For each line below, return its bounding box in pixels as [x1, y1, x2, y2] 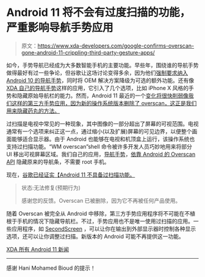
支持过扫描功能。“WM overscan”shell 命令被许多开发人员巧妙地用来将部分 [6, 142, 192, 150]
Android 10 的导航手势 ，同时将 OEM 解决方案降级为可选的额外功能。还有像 [6, 77, 194, 84]
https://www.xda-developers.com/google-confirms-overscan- [37, 42, 195, 49]
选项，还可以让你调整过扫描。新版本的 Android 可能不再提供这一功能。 [6, 233, 184, 240]
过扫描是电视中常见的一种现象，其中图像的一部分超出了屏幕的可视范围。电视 [6, 120, 199, 127]
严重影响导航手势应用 [6, 21, 114, 35]
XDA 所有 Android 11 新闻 [6, 245, 69, 253]
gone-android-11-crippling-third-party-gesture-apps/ [21, 49, 156, 56]
